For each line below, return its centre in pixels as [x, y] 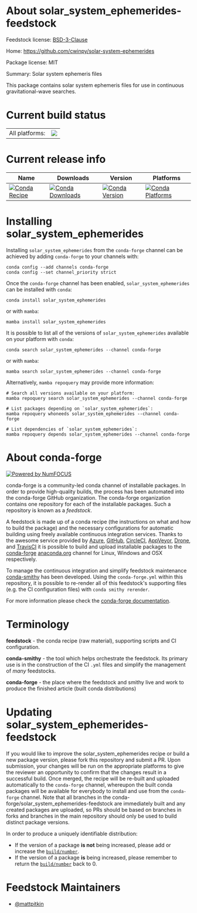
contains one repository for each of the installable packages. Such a [89, 504]
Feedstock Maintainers [63, 887]
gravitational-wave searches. [41, 91]
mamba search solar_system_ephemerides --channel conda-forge [84, 372]
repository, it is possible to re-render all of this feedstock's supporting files [96, 583]
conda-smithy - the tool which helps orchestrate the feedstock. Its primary [97, 658]
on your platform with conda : [40, 339]
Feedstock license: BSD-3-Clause [47, 39]
